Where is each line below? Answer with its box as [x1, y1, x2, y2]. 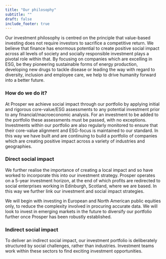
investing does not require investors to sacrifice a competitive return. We [5, 40, 154, 46]
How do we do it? [5, 90, 48, 97]
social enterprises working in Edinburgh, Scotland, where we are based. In [5, 183, 157, 189]
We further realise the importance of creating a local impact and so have [5, 167, 153, 173]
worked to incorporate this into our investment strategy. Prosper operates [5, 172, 155, 178]
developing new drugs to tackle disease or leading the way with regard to [5, 67, 155, 73]
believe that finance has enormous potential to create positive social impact [5, 45, 160, 51]
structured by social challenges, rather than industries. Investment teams [5, 243, 155, 249]
